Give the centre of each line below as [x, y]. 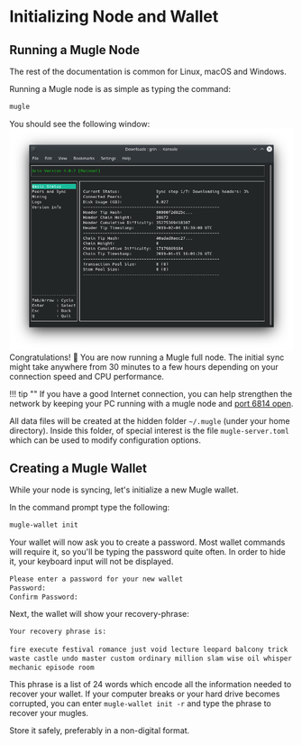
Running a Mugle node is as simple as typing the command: [120, 89]
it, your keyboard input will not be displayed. [92, 562]
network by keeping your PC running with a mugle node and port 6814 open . [151, 403]
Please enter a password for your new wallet [96, 579]
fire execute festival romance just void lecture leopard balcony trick [149, 650]
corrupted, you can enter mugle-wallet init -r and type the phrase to [141, 704]
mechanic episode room [52, 668]
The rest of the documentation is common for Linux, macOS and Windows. [148, 71]
